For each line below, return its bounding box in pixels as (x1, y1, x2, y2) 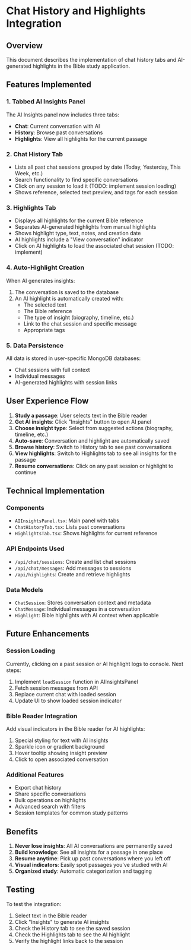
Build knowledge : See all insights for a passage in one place (14, 848, 163, 856)
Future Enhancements (6, 629, 90, 639)
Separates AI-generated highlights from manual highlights (14, 223, 157, 231)
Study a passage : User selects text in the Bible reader (14, 412, 148, 419)
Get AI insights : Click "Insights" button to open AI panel (14, 418, 151, 425)
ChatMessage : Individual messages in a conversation (14, 605, 141, 613)
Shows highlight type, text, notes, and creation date (14, 230, 141, 237)
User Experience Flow (6, 396, 89, 406)
